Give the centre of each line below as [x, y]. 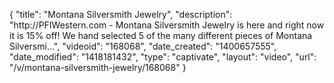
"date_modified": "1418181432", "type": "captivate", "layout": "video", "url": [163, 57]
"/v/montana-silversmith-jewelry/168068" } [98, 67]
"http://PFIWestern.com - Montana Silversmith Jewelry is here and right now [167, 25]
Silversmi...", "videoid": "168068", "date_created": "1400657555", [143, 46]
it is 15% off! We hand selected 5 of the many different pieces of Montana [161, 35]
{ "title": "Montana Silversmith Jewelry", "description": [121, 14]
